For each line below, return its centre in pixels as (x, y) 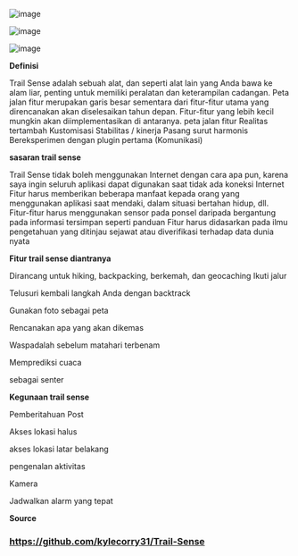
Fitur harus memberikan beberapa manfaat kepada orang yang (124, 194)
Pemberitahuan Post (47, 414)
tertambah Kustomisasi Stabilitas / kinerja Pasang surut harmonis (128, 131)
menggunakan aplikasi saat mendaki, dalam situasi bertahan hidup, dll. (139, 203)
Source (23, 518)
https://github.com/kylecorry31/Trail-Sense (107, 541)
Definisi (24, 66)
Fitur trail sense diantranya (60, 258)
